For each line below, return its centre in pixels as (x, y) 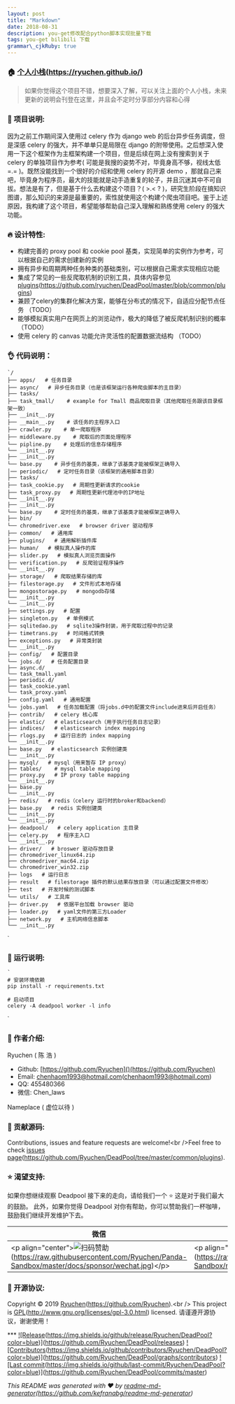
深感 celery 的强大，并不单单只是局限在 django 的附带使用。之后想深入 (115, 145)
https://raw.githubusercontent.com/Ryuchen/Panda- (100, 1257)
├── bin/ (20, 518)
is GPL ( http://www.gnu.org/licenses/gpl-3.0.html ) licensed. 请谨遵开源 (108, 1312)
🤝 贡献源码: (26, 1127)
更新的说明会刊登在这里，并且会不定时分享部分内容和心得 (107, 99)
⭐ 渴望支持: (26, 1177)
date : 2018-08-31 (33, 27)
